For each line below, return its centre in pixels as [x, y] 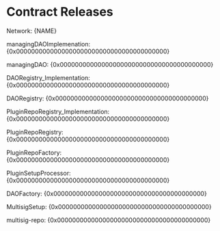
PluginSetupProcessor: [39, 173]
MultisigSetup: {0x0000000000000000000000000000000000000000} [109, 206]
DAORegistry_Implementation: [48, 78]
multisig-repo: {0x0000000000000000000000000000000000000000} [109, 220]
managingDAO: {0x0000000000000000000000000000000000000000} [110, 64]
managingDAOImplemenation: [48, 44]
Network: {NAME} [32, 31]
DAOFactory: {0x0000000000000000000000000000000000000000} [107, 193]
